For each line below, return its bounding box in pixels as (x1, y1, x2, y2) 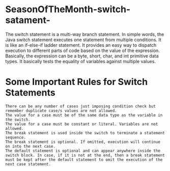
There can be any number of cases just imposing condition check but (5, 103, 156, 109)
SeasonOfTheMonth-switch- (5, 4, 131, 15)
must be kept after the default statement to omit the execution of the (5, 157, 163, 162)
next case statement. (5, 161, 51, 166)
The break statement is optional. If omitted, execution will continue (5, 139, 160, 145)
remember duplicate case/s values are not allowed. (5, 108, 117, 113)
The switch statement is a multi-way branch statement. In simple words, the (5, 31, 164, 37)
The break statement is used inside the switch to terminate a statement (5, 130, 165, 135)
